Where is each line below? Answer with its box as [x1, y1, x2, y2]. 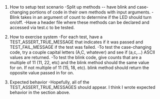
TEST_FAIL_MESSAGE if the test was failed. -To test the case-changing [9, 44, 152, 50]
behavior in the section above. [9, 89, 70, 95]
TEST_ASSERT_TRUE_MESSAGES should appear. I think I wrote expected [9, 85, 156, 90]
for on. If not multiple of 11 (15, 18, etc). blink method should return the [9, 65, 149, 71]
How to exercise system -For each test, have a [9, 34, 103, 40]
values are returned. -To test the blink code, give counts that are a [9, 55, 142, 60]
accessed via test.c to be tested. [9, 25, 75, 30]
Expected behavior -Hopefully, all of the [9, 79, 90, 85]
